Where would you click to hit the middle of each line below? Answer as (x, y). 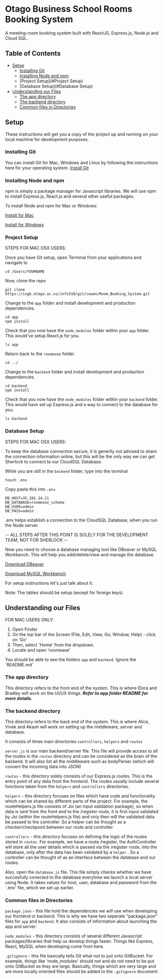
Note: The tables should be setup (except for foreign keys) (64, 592)
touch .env (16, 480)
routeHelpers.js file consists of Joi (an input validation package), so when (79, 806)
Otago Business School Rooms (69, 9)
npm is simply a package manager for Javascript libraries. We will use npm (81, 191)
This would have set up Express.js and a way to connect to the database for (82, 405)
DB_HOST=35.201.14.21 (27, 498)
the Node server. (22, 525)
